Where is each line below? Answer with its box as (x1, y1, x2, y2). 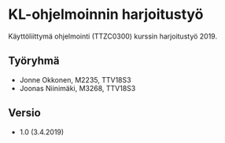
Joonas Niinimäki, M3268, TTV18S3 (19, 83, 136, 93)
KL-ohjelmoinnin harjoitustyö (8, 5, 204, 24)
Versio (8, 106, 41, 119)
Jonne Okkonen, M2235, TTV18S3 (19, 75, 131, 84)
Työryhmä (8, 54, 60, 68)
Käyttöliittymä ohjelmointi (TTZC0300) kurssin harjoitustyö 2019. (8, 31, 218, 41)
